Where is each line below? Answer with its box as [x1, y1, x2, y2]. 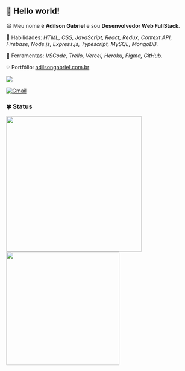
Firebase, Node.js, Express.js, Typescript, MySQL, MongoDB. [6, 40, 158, 47]
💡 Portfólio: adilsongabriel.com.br [6, 63, 90, 71]
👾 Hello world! [6, 6, 60, 16]
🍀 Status [6, 102, 33, 111]
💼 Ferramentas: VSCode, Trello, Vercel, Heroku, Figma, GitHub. [6, 52, 163, 59]
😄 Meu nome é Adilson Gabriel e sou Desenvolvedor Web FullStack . [6, 22, 180, 29]
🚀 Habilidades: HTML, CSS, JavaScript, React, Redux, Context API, [6, 34, 172, 41]
